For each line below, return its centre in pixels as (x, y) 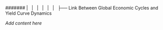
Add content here (24, 23)
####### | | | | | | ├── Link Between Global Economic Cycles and (82, 8)
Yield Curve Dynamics (29, 13)
